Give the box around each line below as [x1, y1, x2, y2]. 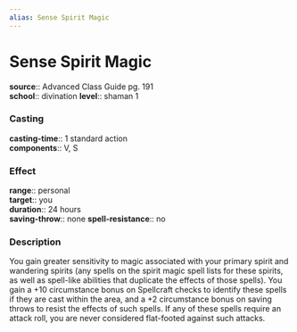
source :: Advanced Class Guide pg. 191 [9, 81, 154, 92]
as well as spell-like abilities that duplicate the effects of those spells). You [9, 275, 283, 286]
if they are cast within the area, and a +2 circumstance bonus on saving [9, 294, 272, 304]
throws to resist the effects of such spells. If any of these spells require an [9, 303, 282, 314]
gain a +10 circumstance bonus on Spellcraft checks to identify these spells [9, 285, 287, 295]
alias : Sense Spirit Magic [9, 12, 110, 22]
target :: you [9, 195, 54, 205]
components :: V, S [9, 142, 78, 153]
